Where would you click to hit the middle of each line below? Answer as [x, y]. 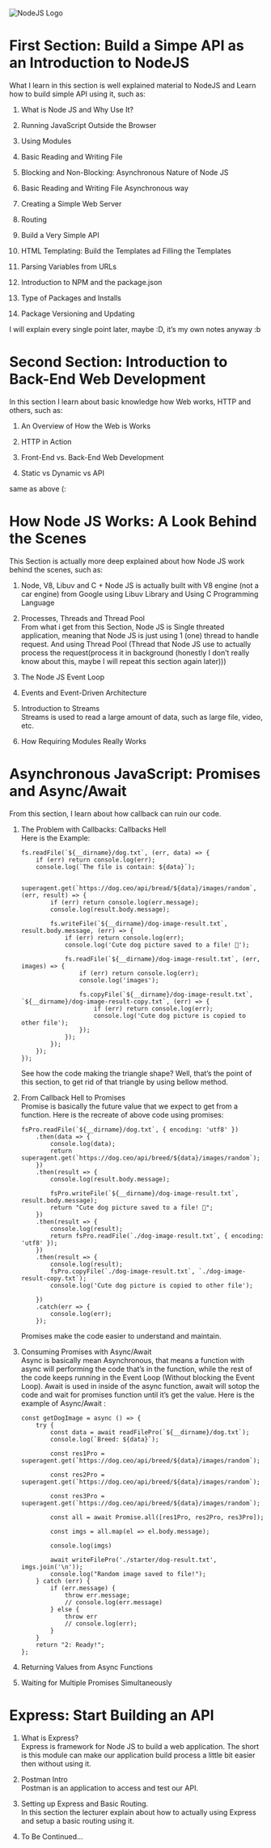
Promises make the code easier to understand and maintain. [121, 1335]
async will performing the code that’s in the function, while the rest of [137, 1369]
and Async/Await [68, 792]
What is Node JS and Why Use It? [77, 110]
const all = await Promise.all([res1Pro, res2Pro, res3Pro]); [157, 1517]
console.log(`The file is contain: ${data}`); [116, 867]
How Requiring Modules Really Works [83, 741]
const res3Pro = [78, 1496]
